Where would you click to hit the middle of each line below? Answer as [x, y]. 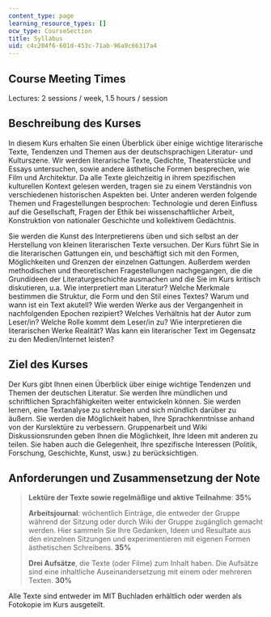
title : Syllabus [36, 38]
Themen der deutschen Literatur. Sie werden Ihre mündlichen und [118, 392]
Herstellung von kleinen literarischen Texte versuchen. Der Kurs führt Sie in [134, 244]
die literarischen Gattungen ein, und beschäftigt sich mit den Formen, [124, 253]
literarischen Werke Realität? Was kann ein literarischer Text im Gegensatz [132, 330]
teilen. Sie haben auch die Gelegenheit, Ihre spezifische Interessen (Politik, [133, 444]
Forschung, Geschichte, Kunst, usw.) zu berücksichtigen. [104, 453]
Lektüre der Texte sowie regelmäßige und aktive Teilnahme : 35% [140, 497]
